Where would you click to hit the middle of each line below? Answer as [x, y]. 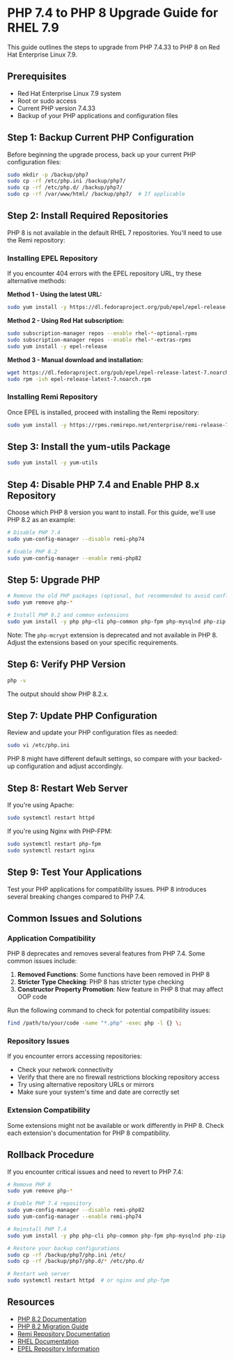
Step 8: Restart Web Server [68, 788]
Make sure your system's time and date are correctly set [98, 1092]
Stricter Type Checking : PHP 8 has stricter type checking [101, 982]
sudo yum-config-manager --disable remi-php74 [76, 539]
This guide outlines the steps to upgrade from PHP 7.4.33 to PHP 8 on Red [114, 47]
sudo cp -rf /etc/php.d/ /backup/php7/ [65, 188]
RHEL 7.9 [33, 28]
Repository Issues [38, 1041]
